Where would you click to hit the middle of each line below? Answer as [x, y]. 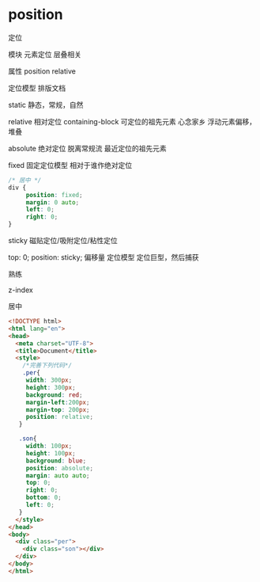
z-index [21, 290]
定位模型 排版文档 [37, 88]
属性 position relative [42, 71]
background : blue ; [56, 461]
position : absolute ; [59, 468]
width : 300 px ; [49, 380]
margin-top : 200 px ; [58, 409]
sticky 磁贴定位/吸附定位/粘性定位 [63, 241]
